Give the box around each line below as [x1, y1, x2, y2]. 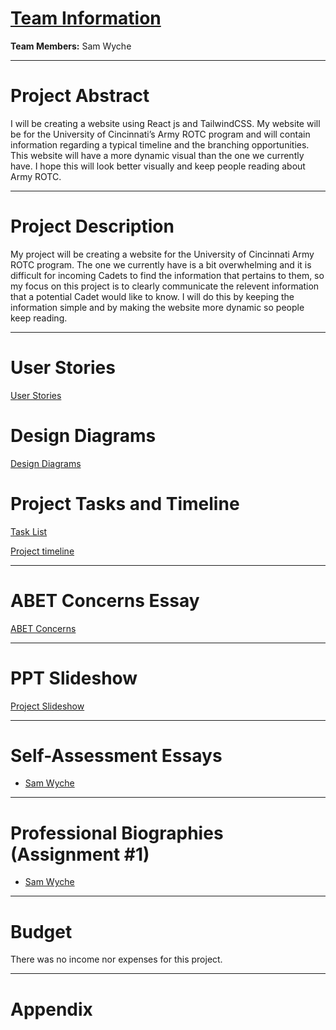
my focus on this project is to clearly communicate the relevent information [10, 280, 320, 292]
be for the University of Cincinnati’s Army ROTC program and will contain [10, 128, 311, 140]
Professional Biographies [10, 822, 224, 844]
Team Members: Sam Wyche [10, 40, 132, 52]
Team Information [10, 7, 162, 30]
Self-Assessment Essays [10, 744, 223, 767]
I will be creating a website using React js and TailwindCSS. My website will [10, 117, 321, 129]
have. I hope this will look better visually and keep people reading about [10, 160, 306, 172]
